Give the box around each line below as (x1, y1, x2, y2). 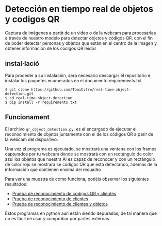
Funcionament (5, 113, 50, 121)
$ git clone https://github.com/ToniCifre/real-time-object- (5, 87, 131, 92)
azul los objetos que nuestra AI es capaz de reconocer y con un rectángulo (5, 156, 155, 162)
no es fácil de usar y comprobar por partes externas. (5, 215, 111, 221)
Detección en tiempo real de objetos (5, 3, 154, 15)
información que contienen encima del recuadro (5, 167, 101, 172)
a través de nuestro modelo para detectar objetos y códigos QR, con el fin (5, 35, 153, 41)
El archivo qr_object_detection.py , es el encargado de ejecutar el (5, 126, 137, 132)
